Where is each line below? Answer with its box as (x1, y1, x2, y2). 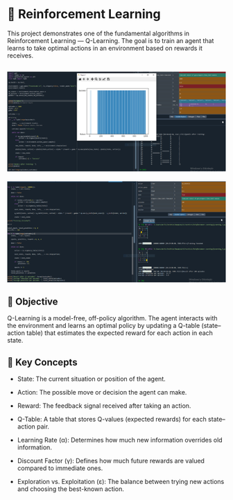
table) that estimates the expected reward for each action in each (26, 329, 214, 337)
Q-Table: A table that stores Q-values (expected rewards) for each (17, 415, 207, 424)
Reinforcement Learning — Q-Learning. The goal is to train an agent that (7, 36, 214, 44)
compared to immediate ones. (17, 464, 103, 472)
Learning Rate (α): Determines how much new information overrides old (17, 436, 223, 445)
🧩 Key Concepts (7, 356, 78, 368)
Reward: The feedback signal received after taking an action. (17, 402, 191, 410)
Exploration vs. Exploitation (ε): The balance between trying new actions (17, 478, 225, 486)
